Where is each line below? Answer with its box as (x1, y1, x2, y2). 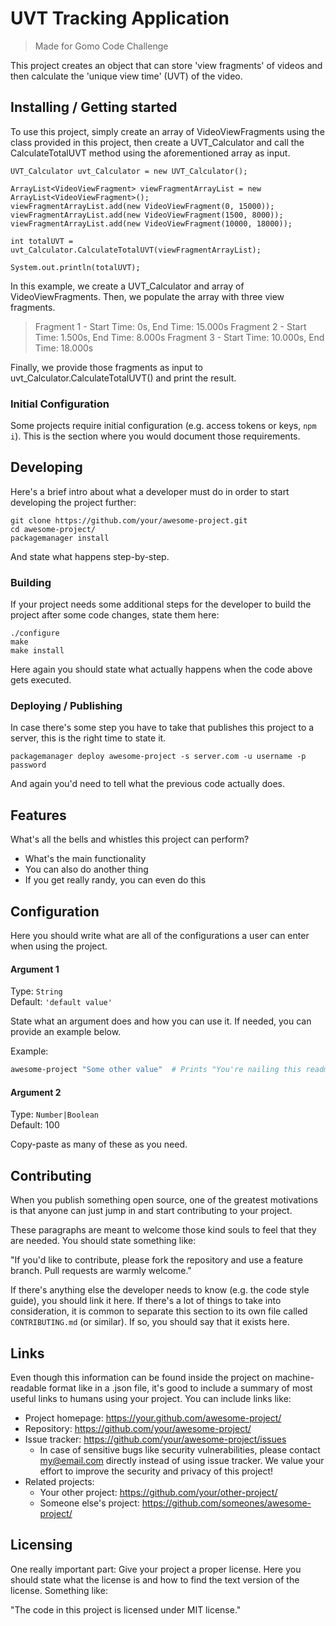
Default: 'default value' (10, 996, 113, 1008)
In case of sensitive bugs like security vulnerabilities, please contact (39, 1443, 321, 1456)
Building (10, 575, 52, 589)
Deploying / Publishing (10, 699, 123, 713)
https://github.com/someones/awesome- (141, 1497, 312, 1509)
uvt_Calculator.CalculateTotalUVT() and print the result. (10, 372, 237, 384)
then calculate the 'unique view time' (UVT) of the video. (10, 70, 243, 82)
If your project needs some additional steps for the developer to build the (10, 598, 312, 611)
